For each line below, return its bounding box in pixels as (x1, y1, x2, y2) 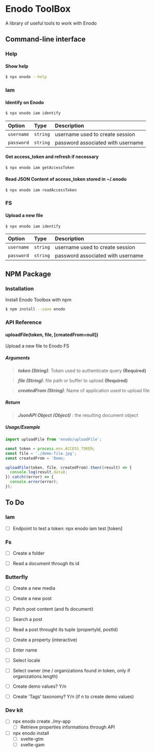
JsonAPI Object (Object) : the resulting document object (17, 412, 139, 418)
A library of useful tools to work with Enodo (5, 20, 97, 26)
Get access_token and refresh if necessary (5, 153, 99, 160)
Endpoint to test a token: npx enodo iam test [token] (12, 525, 123, 531)
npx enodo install (12, 730, 49, 736)
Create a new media (12, 585, 55, 591)
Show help (5, 63, 29, 69)
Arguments (5, 355, 30, 361)
